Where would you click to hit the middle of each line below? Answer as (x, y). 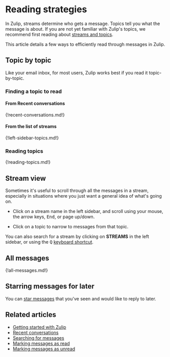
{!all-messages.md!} (27, 270)
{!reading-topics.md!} (28, 162)
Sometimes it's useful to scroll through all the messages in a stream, (77, 191)
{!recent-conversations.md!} (35, 115)
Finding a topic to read (34, 91)
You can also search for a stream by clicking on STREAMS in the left (77, 236)
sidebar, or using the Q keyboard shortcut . (49, 242)
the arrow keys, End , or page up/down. (54, 217)
